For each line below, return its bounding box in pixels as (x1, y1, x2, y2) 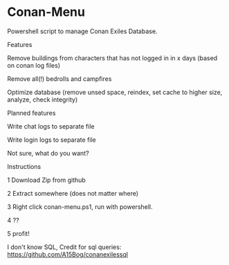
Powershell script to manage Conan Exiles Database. (7, 27, 158, 35)
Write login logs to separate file (7, 136, 97, 144)
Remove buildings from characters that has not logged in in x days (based (7, 53, 218, 62)
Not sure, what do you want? (7, 149, 89, 157)
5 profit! (7, 229, 30, 237)
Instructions (7, 162, 42, 170)
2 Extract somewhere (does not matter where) (7, 189, 139, 197)
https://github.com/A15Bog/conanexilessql (7, 250, 128, 258)
